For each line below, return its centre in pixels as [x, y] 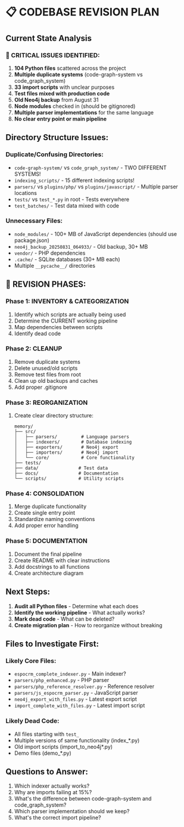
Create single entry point [45, 513]
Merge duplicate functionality [50, 507]
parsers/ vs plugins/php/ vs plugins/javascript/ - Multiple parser [96, 187]
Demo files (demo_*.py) [43, 753]
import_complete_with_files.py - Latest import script [79, 705]
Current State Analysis [49, 38]
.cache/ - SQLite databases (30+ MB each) [67, 259]
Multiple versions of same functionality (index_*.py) [77, 740]
